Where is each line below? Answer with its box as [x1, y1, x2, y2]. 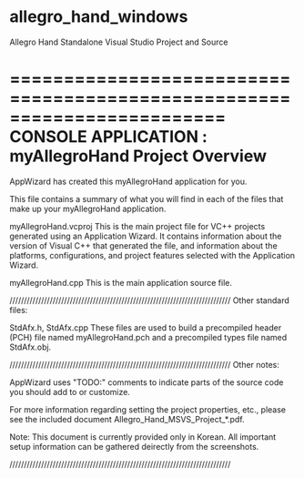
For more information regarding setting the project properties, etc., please [9, 403, 287, 415]
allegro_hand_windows [9, 6, 188, 27]
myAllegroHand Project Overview [9, 146, 267, 167]
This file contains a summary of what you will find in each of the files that [9, 193, 284, 204]
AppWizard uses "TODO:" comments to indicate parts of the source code [9, 376, 284, 388]
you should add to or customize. [9, 386, 130, 397]
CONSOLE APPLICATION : [9, 127, 208, 147]
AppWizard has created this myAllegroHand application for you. [9, 176, 248, 187]
